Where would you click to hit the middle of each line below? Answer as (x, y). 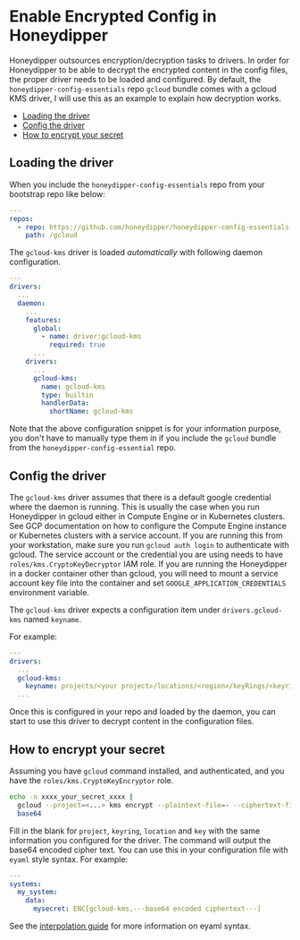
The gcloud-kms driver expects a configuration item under (115, 610)
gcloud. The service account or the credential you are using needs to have (146, 554)
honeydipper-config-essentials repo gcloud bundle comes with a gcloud (143, 89)
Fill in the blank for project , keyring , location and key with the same (135, 831)
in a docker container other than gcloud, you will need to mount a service (144, 573)
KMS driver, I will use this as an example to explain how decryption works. (145, 98)
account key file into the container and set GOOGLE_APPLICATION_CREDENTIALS (148, 583)
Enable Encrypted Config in (113, 17)
